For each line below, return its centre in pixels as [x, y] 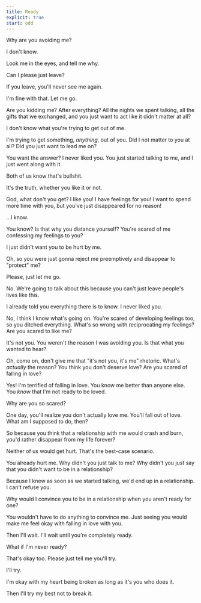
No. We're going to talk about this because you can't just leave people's [95, 289]
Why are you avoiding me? [39, 40]
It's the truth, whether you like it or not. [54, 188]
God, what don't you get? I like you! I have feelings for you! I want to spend [98, 199]
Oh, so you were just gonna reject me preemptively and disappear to [91, 259]
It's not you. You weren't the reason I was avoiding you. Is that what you [95, 343]
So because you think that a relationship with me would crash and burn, [95, 433]
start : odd [20, 23]
